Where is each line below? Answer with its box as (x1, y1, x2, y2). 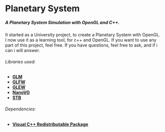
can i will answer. (5, 48, 41, 53)
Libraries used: (5, 58, 36, 64)
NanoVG (12, 89, 30, 96)
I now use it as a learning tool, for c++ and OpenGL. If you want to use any (5, 37, 157, 43)
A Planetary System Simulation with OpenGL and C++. (5, 19, 120, 25)
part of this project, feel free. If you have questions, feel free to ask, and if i (5, 42, 158, 48)
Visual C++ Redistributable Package (12, 121, 88, 127)
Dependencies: (5, 106, 36, 112)
